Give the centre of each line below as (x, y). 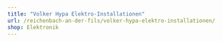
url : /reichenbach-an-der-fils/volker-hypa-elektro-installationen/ (111, 21)
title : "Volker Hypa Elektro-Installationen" (76, 14)
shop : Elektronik (33, 27)
